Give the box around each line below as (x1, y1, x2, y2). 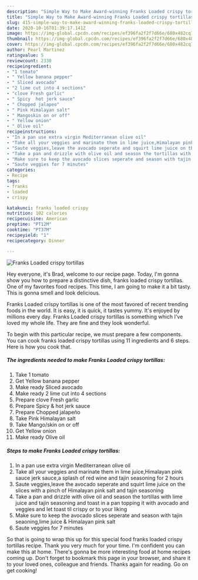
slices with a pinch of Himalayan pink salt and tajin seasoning (15, 487, 164, 494)
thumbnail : (6, 36, 33, 42)
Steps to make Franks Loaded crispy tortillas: (6, 447, 120, 454)
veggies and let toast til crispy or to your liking (15, 506, 127, 513)
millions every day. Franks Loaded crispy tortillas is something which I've (6, 313, 183, 320)
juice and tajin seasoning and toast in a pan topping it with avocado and (15, 499, 189, 507)
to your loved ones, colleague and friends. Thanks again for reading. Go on (6, 561, 189, 568)
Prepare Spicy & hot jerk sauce (15, 403, 90, 410)
